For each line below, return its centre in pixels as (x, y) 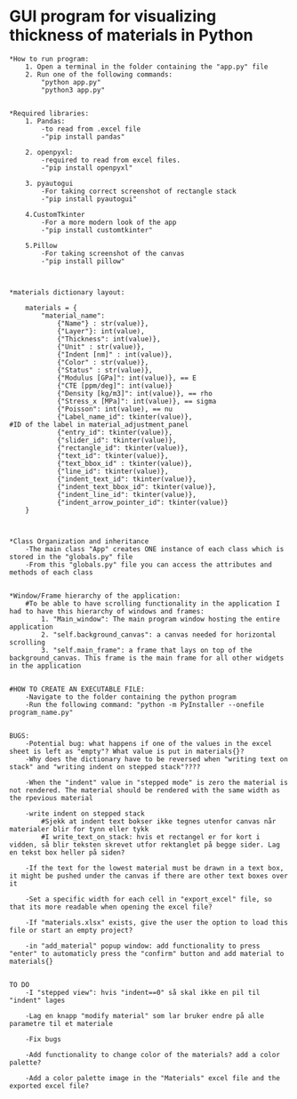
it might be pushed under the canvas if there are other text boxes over (149, 876)
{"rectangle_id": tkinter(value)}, (123, 448)
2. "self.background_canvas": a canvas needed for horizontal (159, 634)
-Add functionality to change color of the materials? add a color (153, 1055)
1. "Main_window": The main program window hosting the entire (161, 619)
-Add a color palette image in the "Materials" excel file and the (153, 1078)
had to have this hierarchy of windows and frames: (107, 611)
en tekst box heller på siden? (67, 852)
